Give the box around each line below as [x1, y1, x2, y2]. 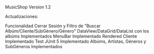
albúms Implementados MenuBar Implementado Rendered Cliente [5, 34, 137, 39]
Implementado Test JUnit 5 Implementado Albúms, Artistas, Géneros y [5, 38, 146, 44]
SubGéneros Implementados [5, 44, 62, 49]
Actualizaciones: [5, 14, 38, 19]
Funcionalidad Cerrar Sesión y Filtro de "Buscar [5, 23, 101, 29]
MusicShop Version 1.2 [5, 4, 51, 10]
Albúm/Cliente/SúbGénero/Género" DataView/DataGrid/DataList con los [5, 28, 150, 34]
